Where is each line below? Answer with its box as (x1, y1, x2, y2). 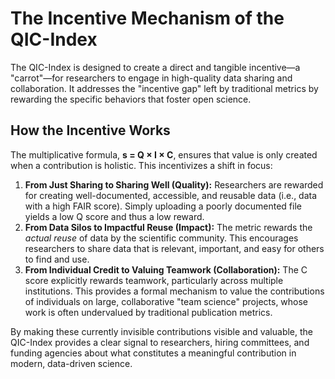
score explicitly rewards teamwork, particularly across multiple (24, 274, 284, 286)
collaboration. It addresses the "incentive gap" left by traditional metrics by (10, 82, 319, 94)
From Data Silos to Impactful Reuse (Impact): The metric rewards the (24, 221, 313, 233)
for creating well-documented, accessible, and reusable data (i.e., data (24, 189, 318, 201)
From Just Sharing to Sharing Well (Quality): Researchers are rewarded (24, 178, 324, 191)
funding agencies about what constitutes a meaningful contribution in (10, 347, 297, 359)
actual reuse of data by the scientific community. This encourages (24, 232, 299, 244)
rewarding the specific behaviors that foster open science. (10, 93, 252, 105)
